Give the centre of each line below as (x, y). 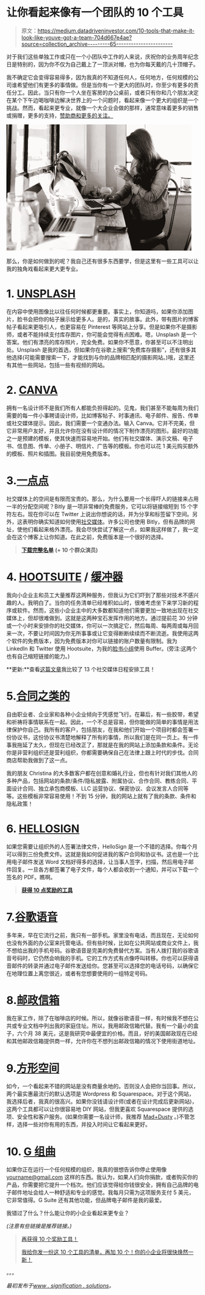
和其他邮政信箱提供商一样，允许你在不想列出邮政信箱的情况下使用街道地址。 (103, 1041)
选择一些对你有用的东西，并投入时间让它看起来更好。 (84, 1124)
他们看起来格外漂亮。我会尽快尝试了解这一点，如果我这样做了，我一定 (110, 529)
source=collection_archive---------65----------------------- (97, 44)
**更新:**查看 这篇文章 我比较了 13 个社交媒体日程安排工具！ (81, 669)
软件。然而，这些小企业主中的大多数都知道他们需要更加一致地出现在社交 (108, 610)
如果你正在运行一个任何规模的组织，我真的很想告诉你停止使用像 (86, 1170)
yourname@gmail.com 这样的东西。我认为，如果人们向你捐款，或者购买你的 (102, 1177)
